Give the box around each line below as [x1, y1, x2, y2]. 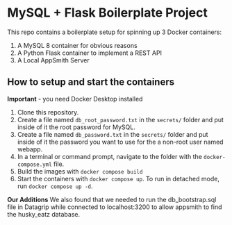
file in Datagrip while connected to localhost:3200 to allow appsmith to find [7, 203, 222, 211]
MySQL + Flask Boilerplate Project [7, 5, 208, 21]
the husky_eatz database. [7, 210, 81, 218]
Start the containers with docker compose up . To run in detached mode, [17, 174, 220, 183]
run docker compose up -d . [17, 182, 93, 190]
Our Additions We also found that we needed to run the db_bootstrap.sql [7, 195, 217, 203]
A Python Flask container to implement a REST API [17, 49, 162, 57]
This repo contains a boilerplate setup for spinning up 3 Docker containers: [7, 28, 222, 36]
